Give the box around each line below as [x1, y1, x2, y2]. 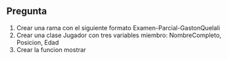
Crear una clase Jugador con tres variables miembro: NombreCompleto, [16, 31, 222, 39]
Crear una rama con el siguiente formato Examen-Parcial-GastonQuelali [16, 23, 220, 32]
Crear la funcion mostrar [16, 45, 87, 54]
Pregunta [6, 5, 48, 17]
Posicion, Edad [16, 38, 59, 47]
